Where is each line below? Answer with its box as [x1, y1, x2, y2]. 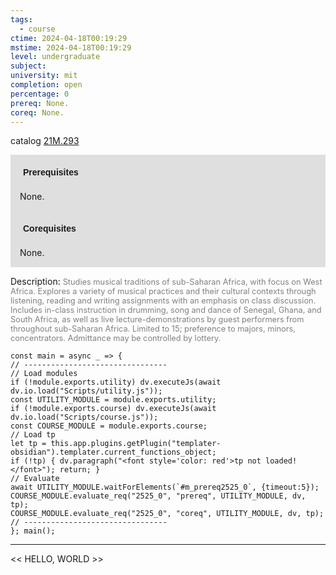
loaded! [265, 456, 298, 466]
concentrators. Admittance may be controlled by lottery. [10, 333, 222, 344]
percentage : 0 [10, 89, 70, 99]
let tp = [10, 439, 47, 449]
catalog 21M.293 [10, 135, 80, 147]
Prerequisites [23, 167, 79, 178]
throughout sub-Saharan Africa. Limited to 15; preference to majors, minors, [10, 324, 296, 335]
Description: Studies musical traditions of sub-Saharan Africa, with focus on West [10, 276, 323, 288]
